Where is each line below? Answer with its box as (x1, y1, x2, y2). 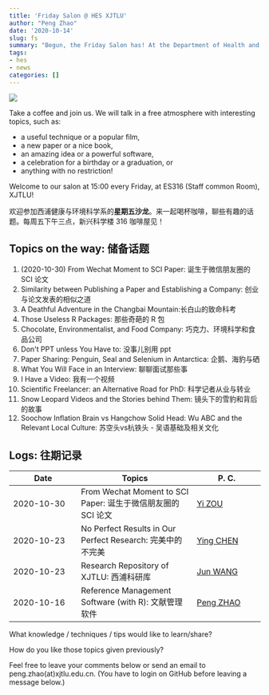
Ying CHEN (196, 535, 239, 546)
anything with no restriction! (20, 165, 113, 176)
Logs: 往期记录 (9, 448, 82, 462)
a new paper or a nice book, (20, 141, 113, 150)
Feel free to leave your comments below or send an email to (9, 661, 206, 670)
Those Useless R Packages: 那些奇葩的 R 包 (20, 315, 165, 324)
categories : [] (9, 71, 60, 79)
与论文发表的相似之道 (20, 295, 91, 304)
